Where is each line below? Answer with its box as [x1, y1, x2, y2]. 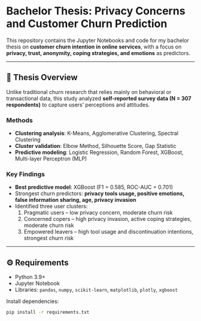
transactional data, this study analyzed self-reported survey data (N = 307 [6, 95, 191, 102]
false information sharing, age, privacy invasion [14, 196, 136, 204]
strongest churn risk [23, 235, 74, 242]
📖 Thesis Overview [6, 72, 78, 83]
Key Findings [6, 169, 45, 178]
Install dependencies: [6, 298, 59, 305]
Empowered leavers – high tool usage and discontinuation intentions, [23, 228, 194, 235]
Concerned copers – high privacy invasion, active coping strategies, [23, 216, 192, 223]
